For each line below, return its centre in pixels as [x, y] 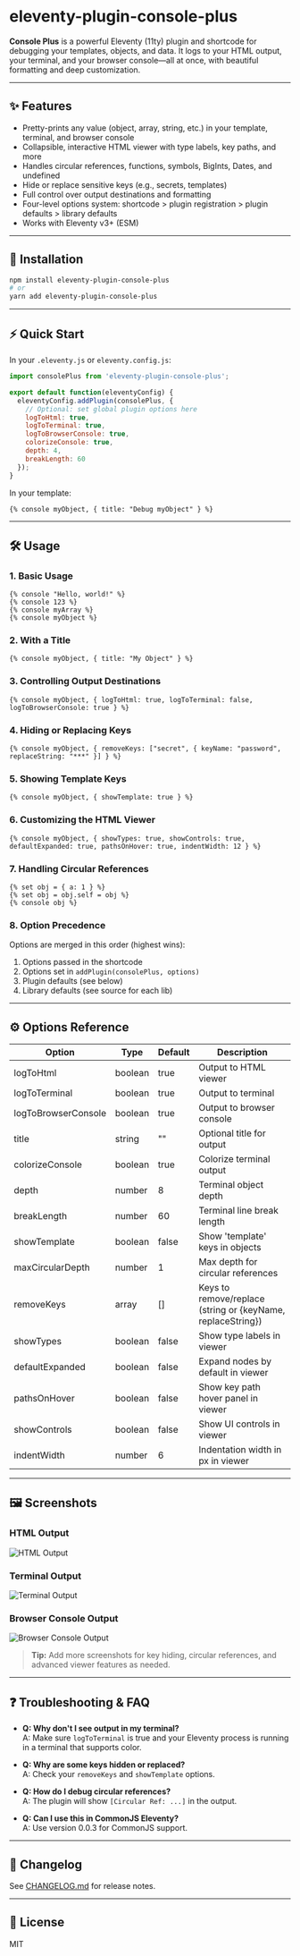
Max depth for [228, 1262]
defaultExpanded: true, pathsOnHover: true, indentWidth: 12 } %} [135, 846]
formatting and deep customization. [75, 70]
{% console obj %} [43, 902]
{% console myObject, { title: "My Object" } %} [101, 659]
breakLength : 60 [56, 459]
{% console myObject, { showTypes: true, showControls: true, [127, 838]
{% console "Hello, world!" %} [67, 595]
